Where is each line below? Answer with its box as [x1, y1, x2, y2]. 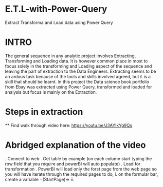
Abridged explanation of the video [5, 140, 146, 150]
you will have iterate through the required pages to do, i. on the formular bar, [5, 171, 158, 177]
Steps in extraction [5, 106, 83, 118]
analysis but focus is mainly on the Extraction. [5, 89, 97, 95]
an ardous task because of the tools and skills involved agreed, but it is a [5, 73, 151, 79]
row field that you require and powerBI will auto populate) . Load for [5, 161, 141, 166]
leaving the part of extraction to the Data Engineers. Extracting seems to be [5, 68, 157, 74]
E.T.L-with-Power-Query [5, 3, 108, 15]
